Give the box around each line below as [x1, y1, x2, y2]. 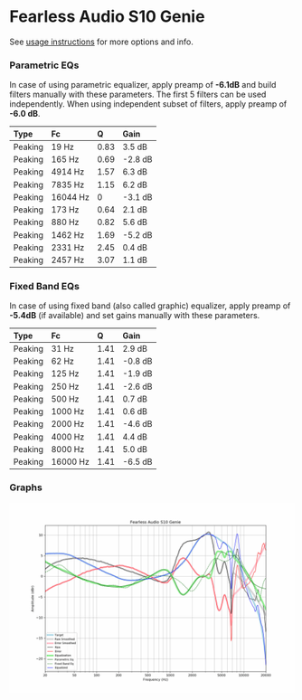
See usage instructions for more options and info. [9, 36, 194, 47]
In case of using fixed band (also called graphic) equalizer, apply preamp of [9, 300, 291, 311]
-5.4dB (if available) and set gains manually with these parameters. [9, 310, 260, 321]
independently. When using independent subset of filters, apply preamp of [9, 99, 288, 109]
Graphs [9, 481, 42, 494]
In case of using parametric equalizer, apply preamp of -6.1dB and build [9, 80, 277, 90]
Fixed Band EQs [9, 279, 80, 292]
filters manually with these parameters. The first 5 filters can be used [9, 89, 267, 100]
